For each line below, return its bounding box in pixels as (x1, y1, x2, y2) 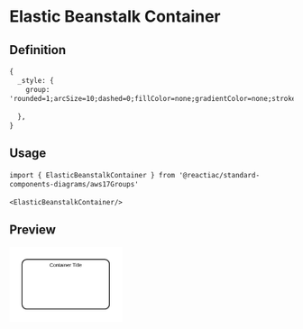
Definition (9, 42, 66, 58)
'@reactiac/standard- (179, 170, 260, 179)
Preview (9, 223, 57, 238)
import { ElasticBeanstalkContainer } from (9, 170, 176, 179)
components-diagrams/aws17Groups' (9, 179, 140, 188)
